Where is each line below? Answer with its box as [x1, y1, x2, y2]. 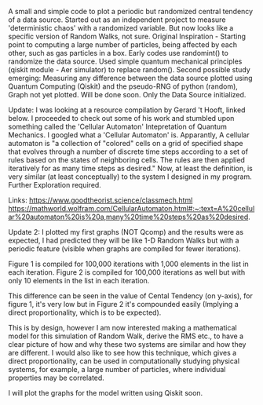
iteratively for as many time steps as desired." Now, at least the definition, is [8, 164, 253, 173]
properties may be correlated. [8, 373, 104, 382]
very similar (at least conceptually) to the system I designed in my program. [8, 172, 253, 181]
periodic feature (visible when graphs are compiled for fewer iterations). [8, 244, 241, 254]
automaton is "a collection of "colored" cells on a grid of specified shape [8, 139, 243, 148]
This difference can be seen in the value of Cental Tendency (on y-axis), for [8, 291, 253, 301]
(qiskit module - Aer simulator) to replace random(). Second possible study [8, 65, 251, 74]
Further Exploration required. [8, 181, 102, 189]
